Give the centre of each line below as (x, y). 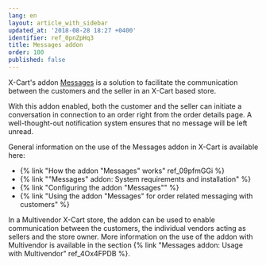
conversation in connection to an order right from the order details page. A (130, 114)
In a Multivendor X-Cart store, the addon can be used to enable (112, 220)
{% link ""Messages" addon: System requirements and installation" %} (135, 179)
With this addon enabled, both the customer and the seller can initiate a (125, 106)
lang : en (23, 15)
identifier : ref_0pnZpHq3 (51, 38)
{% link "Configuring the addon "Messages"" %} (99, 187)
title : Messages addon (46, 45)
